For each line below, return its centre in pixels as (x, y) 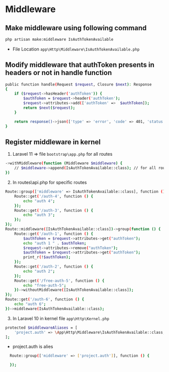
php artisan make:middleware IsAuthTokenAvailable (59, 39)
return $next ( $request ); (49, 108)
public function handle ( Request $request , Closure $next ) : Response (78, 84)
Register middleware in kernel (53, 142)
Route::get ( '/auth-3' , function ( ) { (54, 210)
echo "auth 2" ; (39, 271)
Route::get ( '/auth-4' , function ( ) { (54, 196)
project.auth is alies (33, 347)
